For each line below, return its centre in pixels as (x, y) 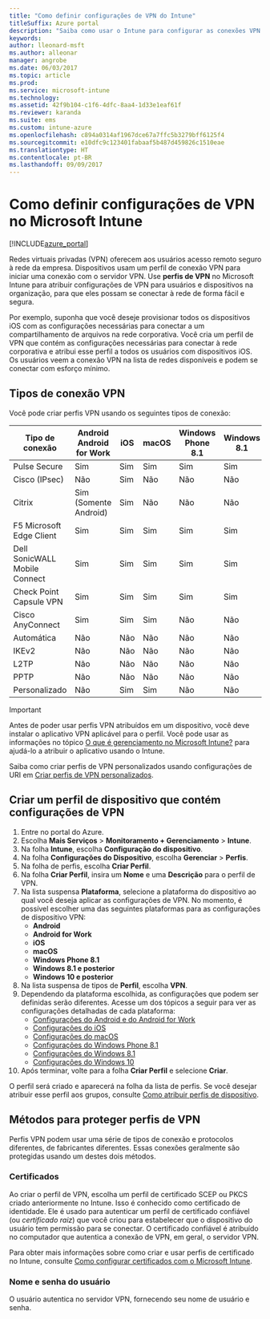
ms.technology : (34, 98)
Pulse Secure (38, 466)
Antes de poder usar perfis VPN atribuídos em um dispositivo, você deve (129, 725)
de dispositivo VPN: (53, 917)
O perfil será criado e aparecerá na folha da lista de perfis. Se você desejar (133, 1086)
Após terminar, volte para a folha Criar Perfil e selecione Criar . (124, 1070)
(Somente (93, 502)
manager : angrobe (38, 61)
